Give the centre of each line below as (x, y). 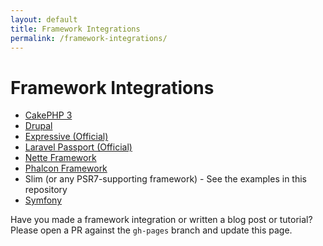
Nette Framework (60, 158)
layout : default (44, 19)
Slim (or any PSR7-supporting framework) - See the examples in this (165, 179)
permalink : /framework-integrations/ (89, 38)
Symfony (43, 200)
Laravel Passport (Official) (78, 147)
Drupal (38, 126)
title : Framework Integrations (75, 29)
